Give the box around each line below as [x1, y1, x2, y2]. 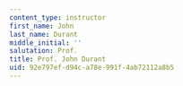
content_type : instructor [9, 13, 106, 22]
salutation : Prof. [9, 47, 78, 56]
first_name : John [9, 21, 74, 30]
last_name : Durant [9, 30, 78, 39]
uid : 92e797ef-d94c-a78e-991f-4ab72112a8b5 [9, 64, 175, 73]
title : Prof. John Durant [9, 55, 106, 64]
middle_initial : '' [9, 38, 83, 47]
